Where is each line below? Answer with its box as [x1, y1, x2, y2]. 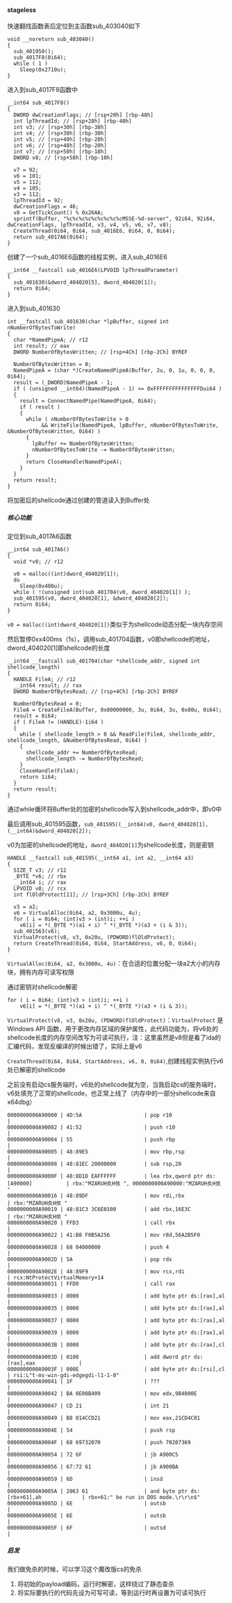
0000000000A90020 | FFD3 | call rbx [7, 1220, 176, 1226]
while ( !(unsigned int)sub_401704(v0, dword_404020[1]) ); [13, 589, 191, 596]
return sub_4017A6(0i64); [13, 234, 89, 241]
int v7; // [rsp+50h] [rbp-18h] [13, 149, 108, 155]
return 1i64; [19, 774, 58, 781]
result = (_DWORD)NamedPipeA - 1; [13, 379, 113, 386]
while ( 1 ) [13, 60, 49, 68]
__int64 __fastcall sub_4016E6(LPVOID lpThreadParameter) [7, 267, 179, 274]
